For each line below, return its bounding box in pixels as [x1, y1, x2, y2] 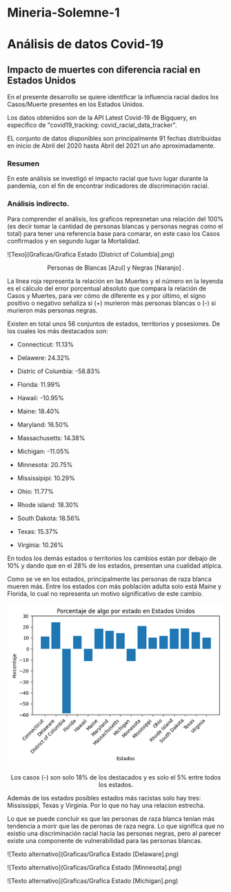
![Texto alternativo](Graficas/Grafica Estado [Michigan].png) [7, 876, 179, 884]
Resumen [7, 159, 40, 168]
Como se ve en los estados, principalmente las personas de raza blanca [7, 575, 212, 583]
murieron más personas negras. [7, 306, 98, 315]
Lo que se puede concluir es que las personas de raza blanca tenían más [7, 814, 215, 822]
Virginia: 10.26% [17, 540, 64, 549]
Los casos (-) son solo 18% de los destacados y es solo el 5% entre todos [10, 773, 221, 781]
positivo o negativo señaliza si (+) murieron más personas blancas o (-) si [7, 299, 216, 307]
